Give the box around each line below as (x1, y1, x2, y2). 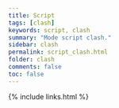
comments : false (8, 63, 62, 71)
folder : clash (8, 56, 56, 64)
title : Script (8, 11, 56, 20)
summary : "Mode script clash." (8, 33, 112, 42)
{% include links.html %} (8, 91, 89, 101)
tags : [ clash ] (8, 19, 56, 27)
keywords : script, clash (8, 26, 90, 34)
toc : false (8, 70, 44, 78)
